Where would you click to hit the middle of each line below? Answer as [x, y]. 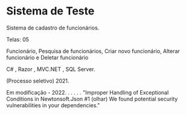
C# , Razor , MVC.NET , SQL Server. [51, 69]
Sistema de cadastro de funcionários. [53, 28]
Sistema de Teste [50, 11]
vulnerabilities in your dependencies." [53, 105]
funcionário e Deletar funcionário [47, 57]
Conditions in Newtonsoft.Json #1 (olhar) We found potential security [92, 99]
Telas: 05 [18, 39]
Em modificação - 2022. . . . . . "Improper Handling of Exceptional [88, 92]
